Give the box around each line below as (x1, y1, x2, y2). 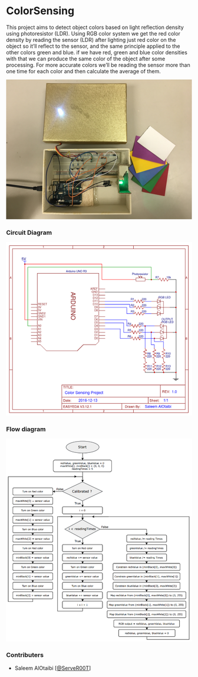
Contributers (6, 651, 44, 659)
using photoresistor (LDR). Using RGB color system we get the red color (6, 30, 181, 37)
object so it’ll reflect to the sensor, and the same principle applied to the (6, 43, 180, 50)
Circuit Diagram (6, 228, 52, 237)
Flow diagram (6, 425, 46, 433)
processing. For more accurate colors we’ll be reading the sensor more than (6, 61, 190, 69)
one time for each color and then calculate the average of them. (6, 67, 161, 74)
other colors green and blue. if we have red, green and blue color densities (6, 48, 187, 56)
